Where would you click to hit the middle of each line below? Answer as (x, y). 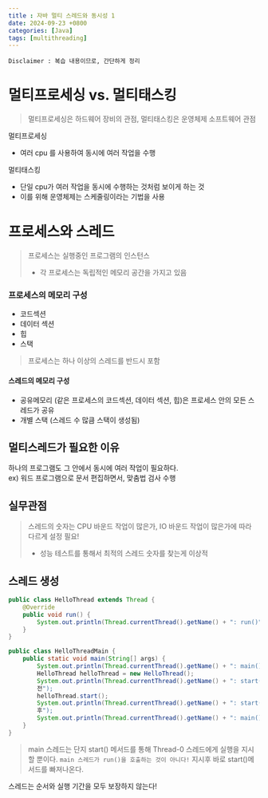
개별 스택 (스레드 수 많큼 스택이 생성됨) (80, 420)
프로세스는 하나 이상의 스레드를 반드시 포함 (94, 361)
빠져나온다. (66, 769)
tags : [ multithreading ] (48, 38)
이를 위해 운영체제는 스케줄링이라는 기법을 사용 (92, 197)
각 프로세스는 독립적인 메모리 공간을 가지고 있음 (113, 273)
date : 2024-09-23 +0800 (48, 23)
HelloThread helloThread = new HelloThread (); (116, 674)
